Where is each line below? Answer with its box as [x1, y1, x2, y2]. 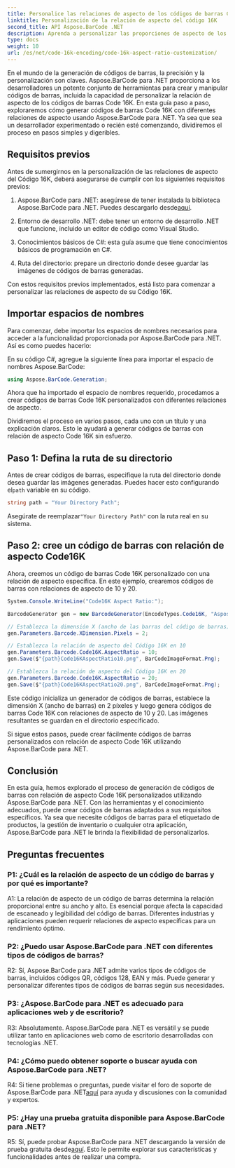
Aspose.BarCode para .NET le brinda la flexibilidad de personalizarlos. [7, 828, 210, 837]
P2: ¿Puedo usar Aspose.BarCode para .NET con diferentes [7, 941, 213, 951]
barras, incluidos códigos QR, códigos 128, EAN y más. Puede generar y [7, 974, 215, 982]
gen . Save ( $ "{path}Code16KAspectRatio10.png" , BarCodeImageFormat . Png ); [7, 655, 220, 663]
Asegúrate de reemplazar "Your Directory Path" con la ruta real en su [7, 512, 208, 521]
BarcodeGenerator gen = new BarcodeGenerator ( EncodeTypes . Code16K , [7, 610, 208, 617]
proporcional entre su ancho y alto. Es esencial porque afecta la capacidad [7, 902, 223, 911]
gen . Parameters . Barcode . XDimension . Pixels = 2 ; [7, 629, 149, 637]
